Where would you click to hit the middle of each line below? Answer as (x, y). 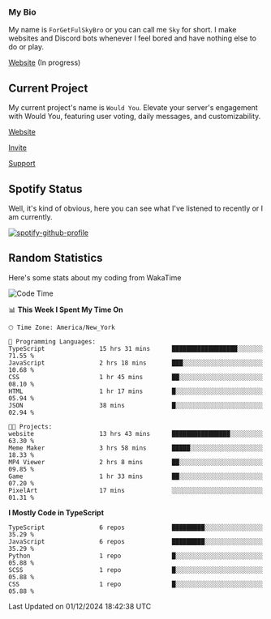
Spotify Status (45, 189)
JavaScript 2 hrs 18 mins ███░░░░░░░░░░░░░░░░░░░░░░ (136, 363)
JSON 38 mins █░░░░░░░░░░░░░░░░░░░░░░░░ (136, 405)
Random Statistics (56, 258)
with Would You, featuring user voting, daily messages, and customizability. (135, 117)
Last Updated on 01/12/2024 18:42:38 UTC (80, 606)
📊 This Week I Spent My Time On (66, 309)
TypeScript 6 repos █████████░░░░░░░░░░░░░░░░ (136, 527)
